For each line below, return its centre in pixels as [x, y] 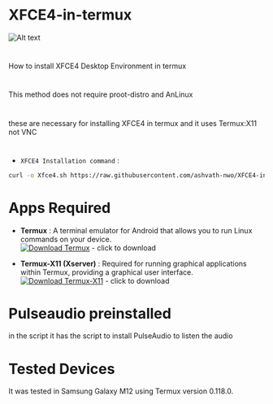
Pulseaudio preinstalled [90, 313]
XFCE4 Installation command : [69, 160]
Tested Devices [62, 369]
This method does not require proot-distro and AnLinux [101, 94]
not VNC [23, 132]
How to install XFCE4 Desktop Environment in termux [97, 66]
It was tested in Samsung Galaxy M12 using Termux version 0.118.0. [121, 391]
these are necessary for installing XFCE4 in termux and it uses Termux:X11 [133, 123]
